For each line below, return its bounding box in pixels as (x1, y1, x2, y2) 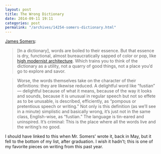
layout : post (5, 7, 32, 12)
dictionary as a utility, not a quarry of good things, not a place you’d (17, 63, 153, 69)
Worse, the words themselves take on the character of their (17, 78, 136, 84)
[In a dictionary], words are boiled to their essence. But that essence (17, 48, 155, 54)
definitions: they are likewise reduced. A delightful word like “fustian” (17, 83, 155, 89)
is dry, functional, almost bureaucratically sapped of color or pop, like (17, 53, 157, 59)
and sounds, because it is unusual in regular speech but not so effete (17, 93, 156, 99)
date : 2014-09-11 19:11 (5, 16, 54, 21)
